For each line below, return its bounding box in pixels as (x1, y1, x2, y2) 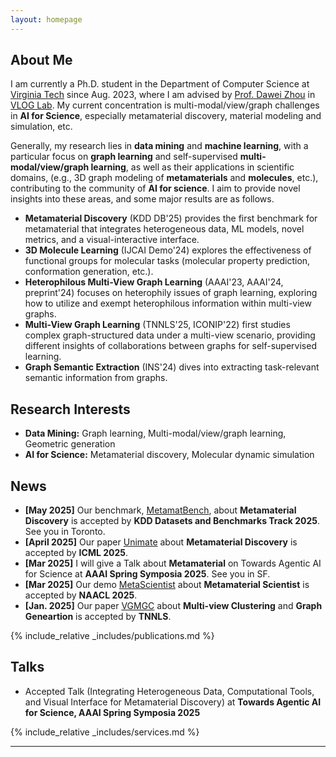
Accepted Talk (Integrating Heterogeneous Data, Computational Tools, (24, 685, 315, 697)
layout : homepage (10, 14, 83, 25)
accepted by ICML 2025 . (24, 547, 129, 559)
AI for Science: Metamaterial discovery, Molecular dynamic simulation (24, 449, 315, 461)
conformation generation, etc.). (24, 266, 154, 278)
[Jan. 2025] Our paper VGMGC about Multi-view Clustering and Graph (24, 600, 323, 612)
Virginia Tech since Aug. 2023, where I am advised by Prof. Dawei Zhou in (10, 89, 316, 101)
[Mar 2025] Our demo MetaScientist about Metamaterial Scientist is (24, 579, 310, 591)
